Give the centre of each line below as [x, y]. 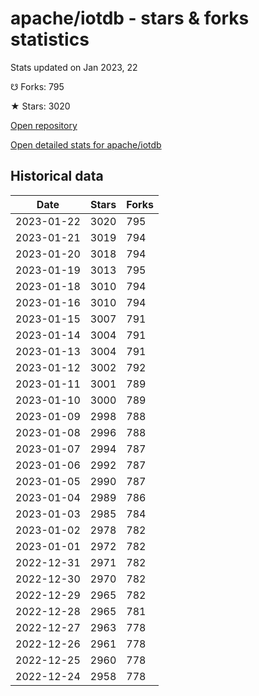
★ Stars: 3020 [40, 106]
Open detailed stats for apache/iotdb [86, 144]
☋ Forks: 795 [37, 86]
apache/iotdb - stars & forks [130, 18]
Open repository [44, 125]
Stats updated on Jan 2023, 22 [74, 67]
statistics [50, 39]
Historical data [57, 176]
